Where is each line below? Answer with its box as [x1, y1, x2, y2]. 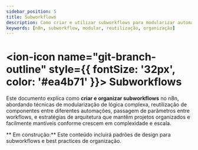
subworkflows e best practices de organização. [6, 138, 122, 145]
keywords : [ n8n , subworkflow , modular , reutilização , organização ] [6, 25, 176, 31]
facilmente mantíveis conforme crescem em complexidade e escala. [6, 120, 172, 127]
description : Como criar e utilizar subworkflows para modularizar [6, 19, 176, 25]
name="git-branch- [57, 51, 156, 64]
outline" [6, 63, 47, 76]
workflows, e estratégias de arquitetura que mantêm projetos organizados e [6, 114, 190, 121]
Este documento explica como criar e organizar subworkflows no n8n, [6, 95, 179, 102]
